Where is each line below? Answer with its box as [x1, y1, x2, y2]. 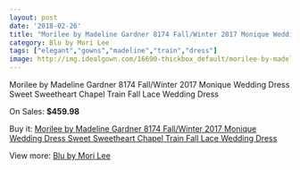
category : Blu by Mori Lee [9, 38, 110, 47]
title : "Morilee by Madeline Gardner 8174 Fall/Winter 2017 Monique [9, 30, 270, 38]
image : [9, 55, 34, 64]
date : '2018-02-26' [9, 21, 82, 30]
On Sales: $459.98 [9, 106, 80, 116]
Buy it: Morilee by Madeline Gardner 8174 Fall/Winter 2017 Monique [9, 123, 257, 134]
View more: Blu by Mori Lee [9, 150, 112, 161]
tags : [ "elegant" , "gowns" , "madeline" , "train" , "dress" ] [9, 47, 218, 55]
